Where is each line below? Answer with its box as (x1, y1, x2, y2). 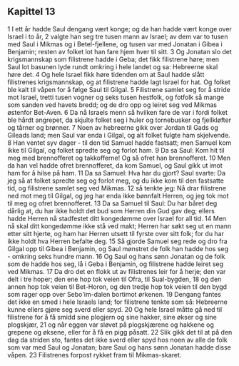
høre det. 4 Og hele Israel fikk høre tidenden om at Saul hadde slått (7, 70, 205, 78)
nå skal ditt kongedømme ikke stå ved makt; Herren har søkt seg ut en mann (7, 221, 232, 230)
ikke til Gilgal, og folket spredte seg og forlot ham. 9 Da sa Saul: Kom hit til (7, 146, 225, 154)
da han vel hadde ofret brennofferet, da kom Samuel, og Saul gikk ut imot (7, 161, 223, 170)
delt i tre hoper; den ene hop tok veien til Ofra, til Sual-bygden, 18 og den (7, 275, 222, 283)
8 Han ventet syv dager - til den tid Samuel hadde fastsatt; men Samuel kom (7, 138, 232, 147)
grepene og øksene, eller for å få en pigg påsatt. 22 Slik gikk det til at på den (7, 327, 233, 336)
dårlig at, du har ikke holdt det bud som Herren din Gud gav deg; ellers (7, 206, 215, 215)
